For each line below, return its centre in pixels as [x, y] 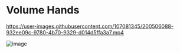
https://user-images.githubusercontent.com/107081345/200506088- [90, 26]
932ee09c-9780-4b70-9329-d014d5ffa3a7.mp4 [65, 32]
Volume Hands [43, 10]
